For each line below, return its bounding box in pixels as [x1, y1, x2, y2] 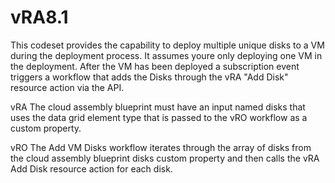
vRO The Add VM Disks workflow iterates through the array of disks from [10, 141, 312, 153]
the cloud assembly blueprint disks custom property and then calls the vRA [10, 152, 320, 164]
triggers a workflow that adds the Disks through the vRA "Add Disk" [10, 71, 289, 83]
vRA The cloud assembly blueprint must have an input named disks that [10, 101, 306, 113]
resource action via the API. [10, 81, 125, 93]
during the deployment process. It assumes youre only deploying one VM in [10, 49, 323, 61]
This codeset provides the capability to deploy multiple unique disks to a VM [10, 39, 325, 51]
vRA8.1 [10, 6, 69, 29]
